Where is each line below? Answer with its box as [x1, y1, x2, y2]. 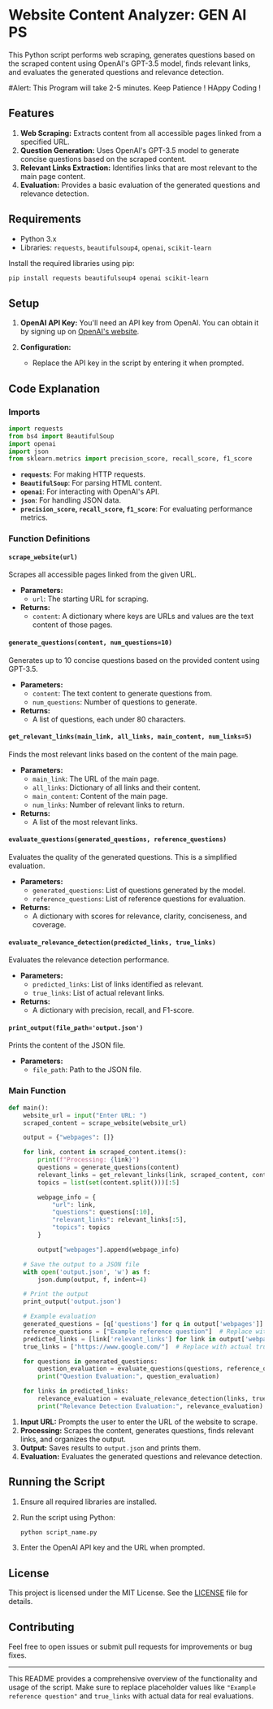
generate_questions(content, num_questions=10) [8, 639, 173, 647]
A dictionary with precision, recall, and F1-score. [32, 1005, 195, 1015]
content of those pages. [32, 620, 113, 630]
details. [8, 1597, 33, 1607]
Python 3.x [19, 233, 57, 243]
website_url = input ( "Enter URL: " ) [23, 1111, 148, 1119]
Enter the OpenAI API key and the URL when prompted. [19, 1543, 206, 1553]
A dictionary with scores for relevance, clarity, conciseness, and [32, 911, 248, 921]
